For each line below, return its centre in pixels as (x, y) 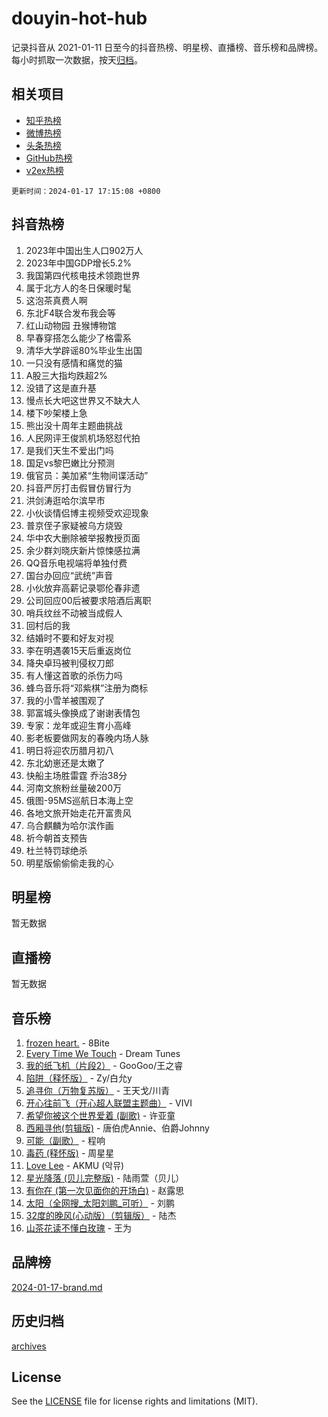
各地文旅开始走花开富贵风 (78, 813)
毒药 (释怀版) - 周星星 (70, 1153)
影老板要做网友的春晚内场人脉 (87, 738)
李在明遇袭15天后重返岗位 (78, 650)
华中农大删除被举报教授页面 (83, 538)
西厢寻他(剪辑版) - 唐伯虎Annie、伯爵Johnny (117, 1128)
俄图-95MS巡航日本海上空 (79, 800)
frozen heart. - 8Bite (67, 1043)
